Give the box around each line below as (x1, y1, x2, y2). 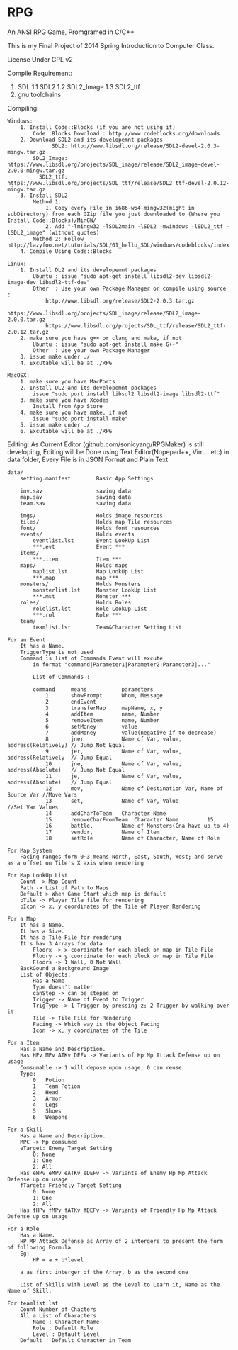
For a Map (7, 915, 37, 922)
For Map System (7, 847, 52, 854)
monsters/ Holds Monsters (20, 580, 141, 587)
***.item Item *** (33, 556, 122, 563)
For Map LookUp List (7, 872, 69, 879)
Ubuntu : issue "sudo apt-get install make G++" (33, 341, 179, 348)
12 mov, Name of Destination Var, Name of (45, 784, 223, 792)
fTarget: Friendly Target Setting (20, 1181, 122, 1189)
